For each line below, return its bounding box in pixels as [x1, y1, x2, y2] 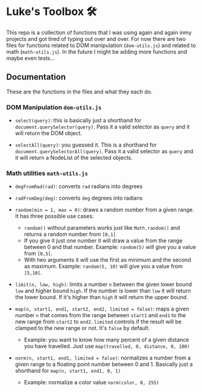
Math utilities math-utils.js [6, 169, 89, 177]
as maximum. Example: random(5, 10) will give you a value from [24, 263, 183, 270]
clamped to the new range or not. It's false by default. [14, 324, 150, 332]
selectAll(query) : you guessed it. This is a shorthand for [14, 141, 157, 148]
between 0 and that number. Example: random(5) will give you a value [24, 244, 196, 251]
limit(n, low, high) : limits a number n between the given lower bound [14, 281, 192, 288]
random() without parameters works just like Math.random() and [24, 224, 180, 232]
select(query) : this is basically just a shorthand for [14, 117, 142, 124]
